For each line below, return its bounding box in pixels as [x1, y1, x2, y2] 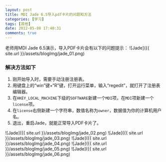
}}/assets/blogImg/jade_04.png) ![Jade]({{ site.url [5, 140, 107, 146]
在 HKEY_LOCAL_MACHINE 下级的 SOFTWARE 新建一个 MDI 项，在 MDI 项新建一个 [12, 95, 154, 101]
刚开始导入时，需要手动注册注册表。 [12, 76, 87, 82]
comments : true [5, 30, 37, 35]
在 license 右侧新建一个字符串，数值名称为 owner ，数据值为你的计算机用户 [12, 107, 162, 113]
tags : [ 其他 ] [5, 21, 31, 26]
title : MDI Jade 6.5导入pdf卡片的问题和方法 [5, 12, 92, 17]
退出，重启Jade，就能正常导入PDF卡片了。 [12, 120, 101, 126]
